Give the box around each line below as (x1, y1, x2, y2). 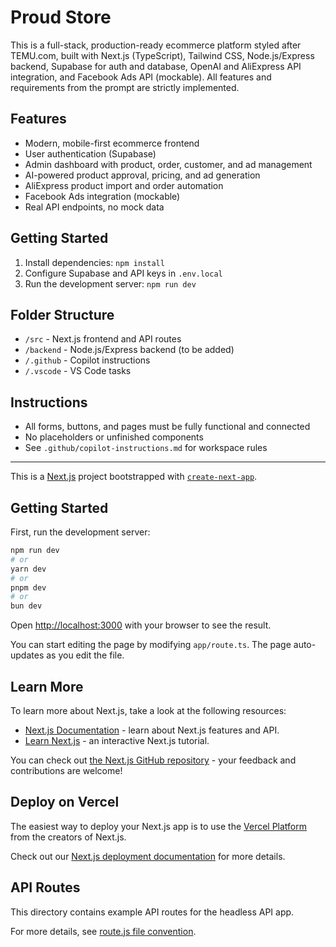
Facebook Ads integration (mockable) (24, 190, 181, 202)
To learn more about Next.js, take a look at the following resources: (10, 704, 287, 716)
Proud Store (10, 6, 112, 29)
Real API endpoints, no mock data (24, 201, 165, 213)
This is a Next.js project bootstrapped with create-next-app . (10, 471, 258, 483)
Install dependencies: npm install (24, 256, 165, 268)
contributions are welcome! (10, 764, 123, 776)
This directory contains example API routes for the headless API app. (10, 906, 295, 918)
